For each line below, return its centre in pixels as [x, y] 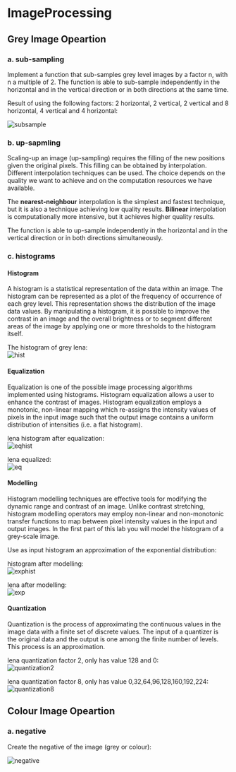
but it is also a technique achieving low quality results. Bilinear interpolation [117, 209]
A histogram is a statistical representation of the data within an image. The [115, 289]
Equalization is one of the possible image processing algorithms [100, 387]
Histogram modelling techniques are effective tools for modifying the [107, 499]
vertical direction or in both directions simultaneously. [85, 238]
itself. [15, 334]
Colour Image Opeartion [61, 711]
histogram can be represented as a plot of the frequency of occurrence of [114, 296]
